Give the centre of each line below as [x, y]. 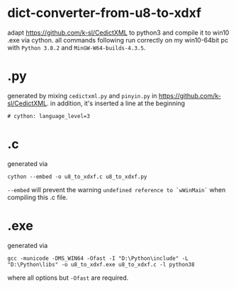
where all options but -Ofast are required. [68, 278]
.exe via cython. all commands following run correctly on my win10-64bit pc [118, 40]
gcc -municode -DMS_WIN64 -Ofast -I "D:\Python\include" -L [98, 258]
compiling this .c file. [38, 197]
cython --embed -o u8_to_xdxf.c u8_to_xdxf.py [77, 177]
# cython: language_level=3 [49, 116]
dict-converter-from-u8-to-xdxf [105, 13]
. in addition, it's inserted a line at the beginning [116, 103]
